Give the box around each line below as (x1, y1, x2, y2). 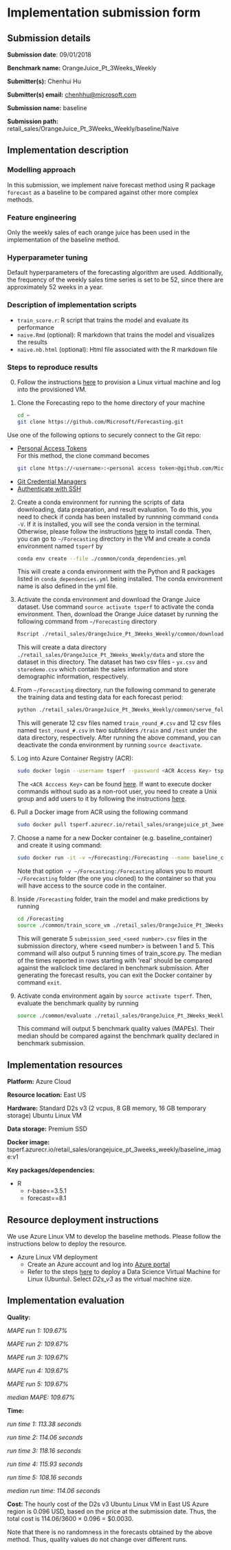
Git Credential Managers (16, 477, 87, 485)
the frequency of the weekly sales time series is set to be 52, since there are (7, 275, 223, 284)
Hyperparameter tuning (7, 253, 88, 262)
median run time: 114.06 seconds (7, 1486, 101, 1495)
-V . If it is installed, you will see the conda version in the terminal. (16, 520, 201, 528)
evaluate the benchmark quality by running (16, 998, 139, 1007)
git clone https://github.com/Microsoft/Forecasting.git (16, 418, 184, 425)
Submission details (7, 32, 91, 44)
